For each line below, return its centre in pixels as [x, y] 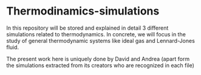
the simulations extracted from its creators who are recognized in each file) [100, 65]
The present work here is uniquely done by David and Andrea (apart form [98, 59]
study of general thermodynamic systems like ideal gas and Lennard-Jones [101, 41]
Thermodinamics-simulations [83, 11]
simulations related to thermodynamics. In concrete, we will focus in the [96, 34]
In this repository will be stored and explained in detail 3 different [87, 28]
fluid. [13, 47]
